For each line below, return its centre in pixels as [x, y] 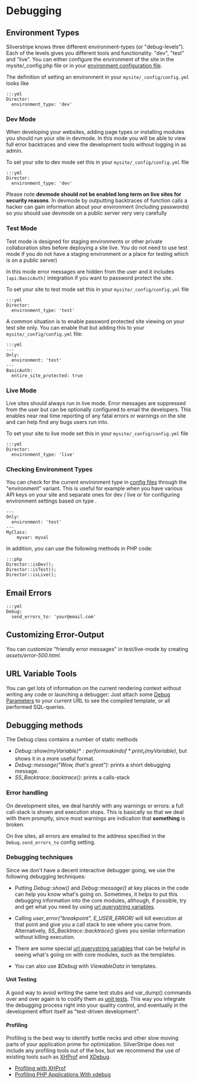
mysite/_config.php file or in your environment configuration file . [84, 65]
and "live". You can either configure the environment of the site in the [90, 59]
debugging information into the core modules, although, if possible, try [101, 900]
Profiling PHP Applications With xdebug [63, 1075]
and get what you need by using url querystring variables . [85, 906]
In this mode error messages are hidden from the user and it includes [90, 271]
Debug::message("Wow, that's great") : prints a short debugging [93, 765]
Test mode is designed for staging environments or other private [84, 241]
